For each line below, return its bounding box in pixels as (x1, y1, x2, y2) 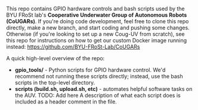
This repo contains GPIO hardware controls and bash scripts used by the (6, 5, 185, 12)
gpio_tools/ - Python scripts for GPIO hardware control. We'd (14, 66, 166, 74)
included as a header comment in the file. (14, 98, 117, 105)
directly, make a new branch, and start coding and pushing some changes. (6, 24, 190, 31)
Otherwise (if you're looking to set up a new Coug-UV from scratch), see (6, 30, 185, 38)
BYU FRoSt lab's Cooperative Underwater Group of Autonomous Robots (6, 11, 187, 19)
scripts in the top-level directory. (14, 79, 95, 86)
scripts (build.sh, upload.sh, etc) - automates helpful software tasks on (14, 85, 193, 92)
